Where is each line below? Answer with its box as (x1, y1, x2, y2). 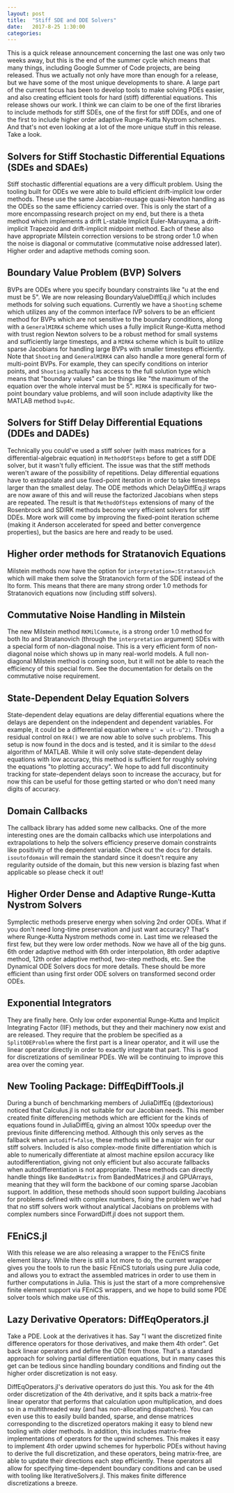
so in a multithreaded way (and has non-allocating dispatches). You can (7, 1405, 214, 1413)
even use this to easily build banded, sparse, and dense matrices (7, 1412, 194, 1420)
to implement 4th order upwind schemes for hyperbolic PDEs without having (7, 1442, 226, 1450)
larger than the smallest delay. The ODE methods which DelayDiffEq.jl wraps (7, 483, 226, 492)
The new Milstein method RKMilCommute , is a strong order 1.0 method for (7, 627, 212, 636)
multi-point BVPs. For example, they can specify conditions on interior (7, 359, 209, 368)
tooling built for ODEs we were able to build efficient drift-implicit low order (7, 188, 222, 196)
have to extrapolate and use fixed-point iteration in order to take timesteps (7, 476, 221, 484)
